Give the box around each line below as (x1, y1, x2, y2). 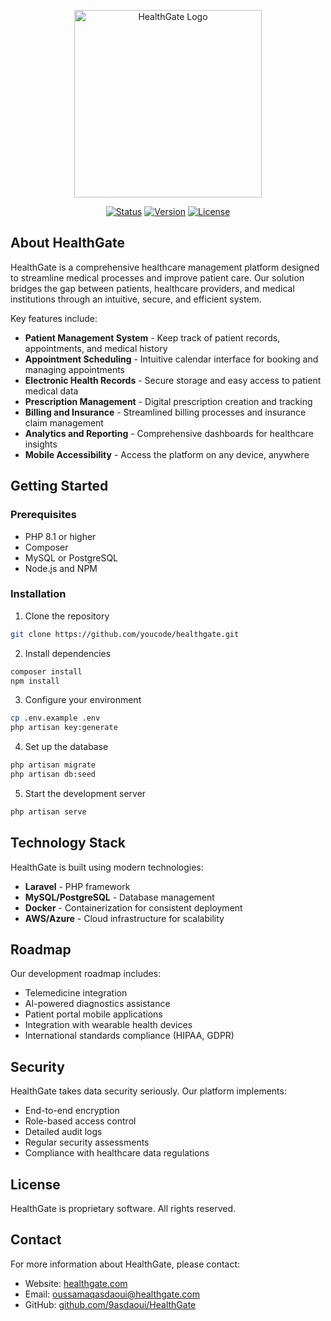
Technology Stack (10, 835, 126, 852)
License (10, 1176, 61, 1193)
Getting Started (10, 478, 109, 495)
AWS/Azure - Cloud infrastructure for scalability (24, 912, 225, 924)
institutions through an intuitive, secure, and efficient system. (10, 293, 262, 305)
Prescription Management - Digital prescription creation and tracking (24, 395, 313, 407)
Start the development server (24, 787, 147, 799)
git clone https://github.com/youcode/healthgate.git (10, 629, 240, 639)
